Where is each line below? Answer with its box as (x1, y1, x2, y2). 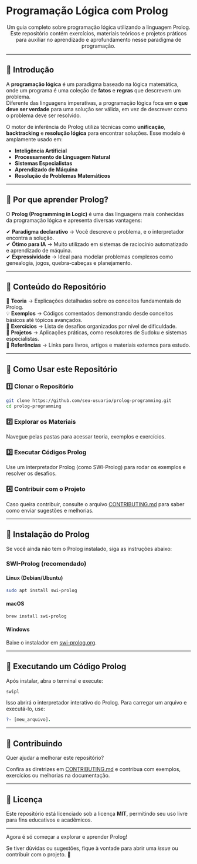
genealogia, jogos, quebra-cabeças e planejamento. (6, 259, 133, 266)
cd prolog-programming (6, 403, 62, 409)
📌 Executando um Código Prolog (6, 662, 127, 672)
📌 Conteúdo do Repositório (6, 281, 107, 292)
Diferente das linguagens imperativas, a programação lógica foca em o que (6, 99, 188, 107)
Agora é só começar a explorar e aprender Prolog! (6, 833, 128, 840)
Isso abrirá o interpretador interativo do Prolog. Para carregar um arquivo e (6, 699, 187, 706)
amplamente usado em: (6, 135, 63, 142)
